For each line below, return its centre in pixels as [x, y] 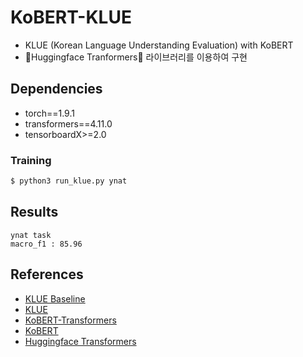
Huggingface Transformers [80, 341]
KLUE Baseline [55, 298]
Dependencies [56, 89]
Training [31, 160]
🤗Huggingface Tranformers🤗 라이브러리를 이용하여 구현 [136, 57]
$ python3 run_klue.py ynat [69, 181]
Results [34, 212]
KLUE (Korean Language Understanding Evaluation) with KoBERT [159, 45]
